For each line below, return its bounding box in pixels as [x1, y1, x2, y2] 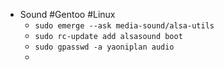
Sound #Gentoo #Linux [19, 9, 116, 20]
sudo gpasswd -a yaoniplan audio [34, 42, 175, 52]
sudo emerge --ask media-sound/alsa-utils [34, 21, 215, 31]
